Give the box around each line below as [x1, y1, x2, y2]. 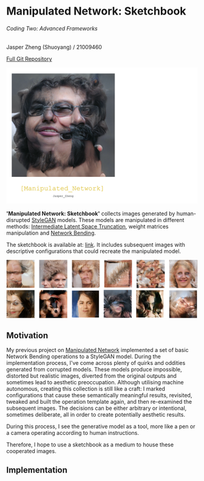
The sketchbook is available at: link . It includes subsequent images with [6, 241, 185, 248]
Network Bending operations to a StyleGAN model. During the [6, 353, 161, 360]
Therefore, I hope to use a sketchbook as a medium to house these [6, 441, 174, 448]
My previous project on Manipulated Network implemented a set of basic [6, 347, 189, 354]
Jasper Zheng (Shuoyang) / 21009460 [6, 44, 102, 51]
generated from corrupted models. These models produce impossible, [6, 366, 182, 373]
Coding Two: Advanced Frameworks [6, 24, 98, 32]
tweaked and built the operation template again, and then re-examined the [6, 398, 192, 406]
